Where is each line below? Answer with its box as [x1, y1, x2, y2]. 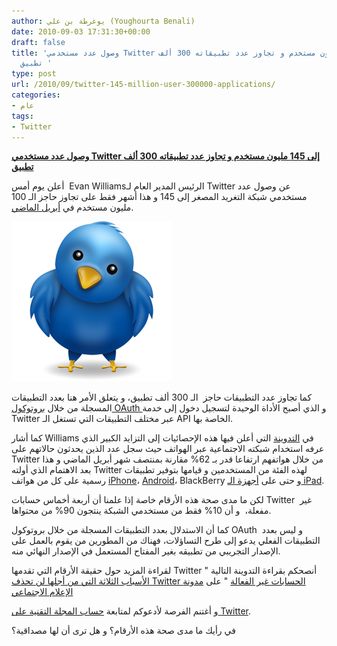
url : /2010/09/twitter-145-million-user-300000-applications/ [11, 80, 276, 90]
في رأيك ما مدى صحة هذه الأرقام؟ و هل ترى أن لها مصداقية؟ [11, 625, 236, 637]
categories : [11, 90, 61, 100]
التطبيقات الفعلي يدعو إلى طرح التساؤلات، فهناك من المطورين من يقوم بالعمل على [11, 535, 321, 547]
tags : [11, 111, 34, 121]
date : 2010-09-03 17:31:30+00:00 [11, 26, 151, 37]
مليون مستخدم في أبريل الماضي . [11, 201, 134, 214]
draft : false [11, 37, 66, 47]
